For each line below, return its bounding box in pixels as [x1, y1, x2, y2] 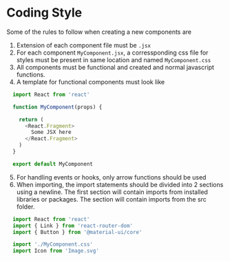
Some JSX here [31, 129, 72, 136]
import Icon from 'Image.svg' [12, 247, 99, 255]
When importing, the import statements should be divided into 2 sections [16, 180, 224, 188]
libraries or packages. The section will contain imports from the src [16, 195, 207, 203]
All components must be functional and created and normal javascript [16, 63, 215, 71]
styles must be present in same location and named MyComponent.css [16, 55, 211, 64]
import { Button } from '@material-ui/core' [12, 229, 143, 235]
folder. [16, 202, 35, 211]
